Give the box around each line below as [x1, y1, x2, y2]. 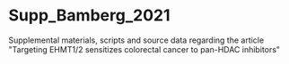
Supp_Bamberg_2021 [8, 5, 171, 26]
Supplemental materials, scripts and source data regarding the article [8, 35, 265, 45]
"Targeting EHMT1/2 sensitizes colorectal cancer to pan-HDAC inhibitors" [8, 44, 280, 54]
